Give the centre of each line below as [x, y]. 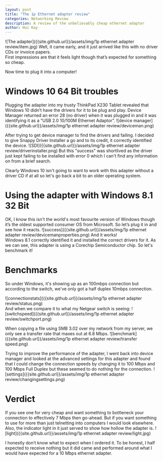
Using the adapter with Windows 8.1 [79, 195]
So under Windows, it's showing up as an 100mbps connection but [72, 283]
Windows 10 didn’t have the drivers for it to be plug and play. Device [73, 110]
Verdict [20, 399]
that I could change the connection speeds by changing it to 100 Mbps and [80, 363]
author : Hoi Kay [21, 28]
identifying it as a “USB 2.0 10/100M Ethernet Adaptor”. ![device [69, 120]
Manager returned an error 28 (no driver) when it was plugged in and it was [81, 116]
